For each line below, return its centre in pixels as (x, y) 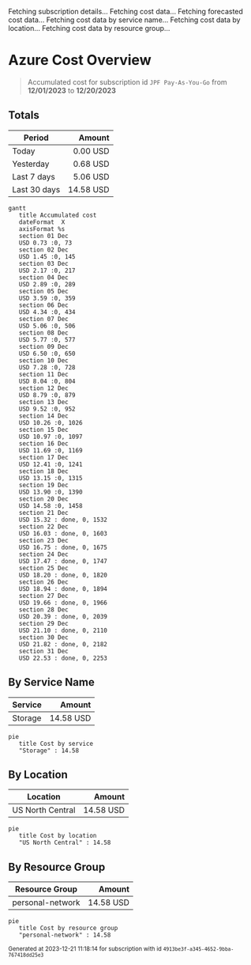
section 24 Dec (43, 554)
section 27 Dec (43, 596)
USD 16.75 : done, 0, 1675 (63, 547)
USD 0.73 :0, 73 (45, 243)
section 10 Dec (43, 360)
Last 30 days (36, 189)
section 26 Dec (43, 582)
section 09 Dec (43, 346)
